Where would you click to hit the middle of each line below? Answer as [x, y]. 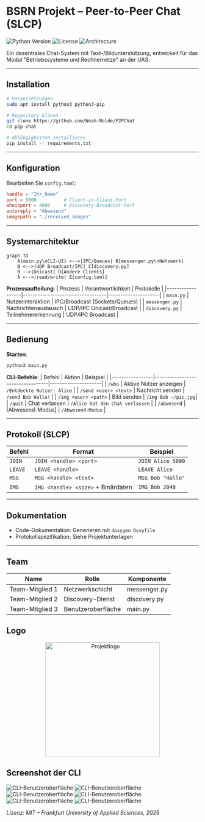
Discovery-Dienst [89, 599]
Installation [28, 85]
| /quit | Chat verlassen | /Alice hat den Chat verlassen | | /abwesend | [96, 403]
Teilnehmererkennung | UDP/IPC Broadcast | [63, 314]
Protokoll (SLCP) [38, 435]
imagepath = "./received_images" [49, 217]
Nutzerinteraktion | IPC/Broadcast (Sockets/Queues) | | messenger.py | [94, 302]
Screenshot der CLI [44, 773]
